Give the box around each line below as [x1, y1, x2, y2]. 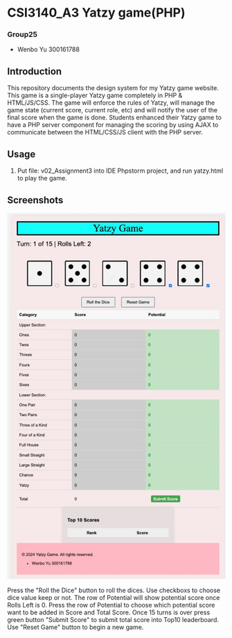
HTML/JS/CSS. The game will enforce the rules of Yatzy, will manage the [7, 98, 215, 107]
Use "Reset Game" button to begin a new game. [7, 623, 144, 631]
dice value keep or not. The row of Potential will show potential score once [7, 593, 220, 601]
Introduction [7, 65, 62, 77]
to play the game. [17, 174, 67, 182]
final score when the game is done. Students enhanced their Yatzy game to [7, 113, 222, 122]
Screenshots [7, 194, 64, 206]
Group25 [7, 30, 38, 40]
